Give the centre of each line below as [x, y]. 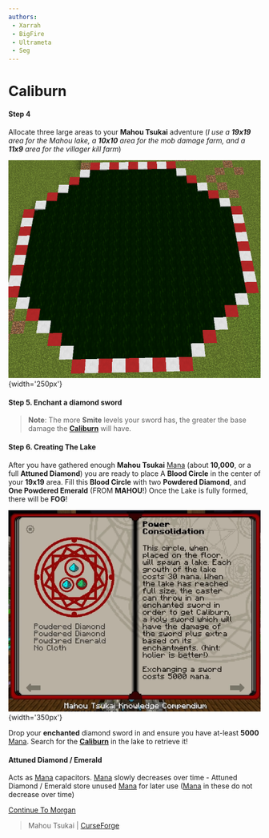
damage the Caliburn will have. [80, 429]
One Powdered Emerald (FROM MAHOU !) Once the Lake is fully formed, [128, 490]
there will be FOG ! [38, 499]
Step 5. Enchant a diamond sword [65, 402]
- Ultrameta [32, 42]
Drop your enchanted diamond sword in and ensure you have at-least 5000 [134, 733]
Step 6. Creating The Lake [52, 447]
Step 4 [20, 114]
